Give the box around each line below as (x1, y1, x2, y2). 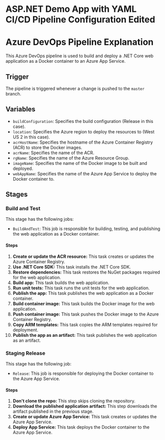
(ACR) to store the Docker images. (12, 144, 83, 150)
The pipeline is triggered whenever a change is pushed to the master (5, 85, 145, 91)
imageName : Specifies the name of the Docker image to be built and (12, 160, 147, 166)
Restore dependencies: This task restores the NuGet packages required (12, 269, 161, 275)
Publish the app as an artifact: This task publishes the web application (12, 332, 157, 338)
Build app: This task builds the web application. (12, 280, 110, 285)
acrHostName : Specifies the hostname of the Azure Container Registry (12, 139, 153, 145)
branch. (5, 90, 22, 97)
